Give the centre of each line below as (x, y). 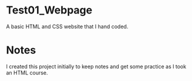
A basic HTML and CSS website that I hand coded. (67, 26)
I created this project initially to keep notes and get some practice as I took (96, 66)
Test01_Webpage (49, 10)
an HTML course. (27, 72)
